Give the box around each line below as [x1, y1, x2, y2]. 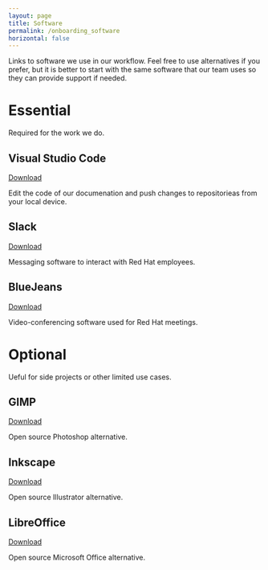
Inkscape [8, 455, 56, 469]
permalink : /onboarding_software [8, 27, 120, 35]
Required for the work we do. [8, 128, 105, 137]
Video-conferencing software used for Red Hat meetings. [8, 317, 198, 326]
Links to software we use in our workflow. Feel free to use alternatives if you [8, 56, 261, 66]
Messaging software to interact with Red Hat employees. [8, 256, 196, 266]
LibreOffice [8, 515, 67, 529]
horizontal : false [8, 34, 70, 43]
